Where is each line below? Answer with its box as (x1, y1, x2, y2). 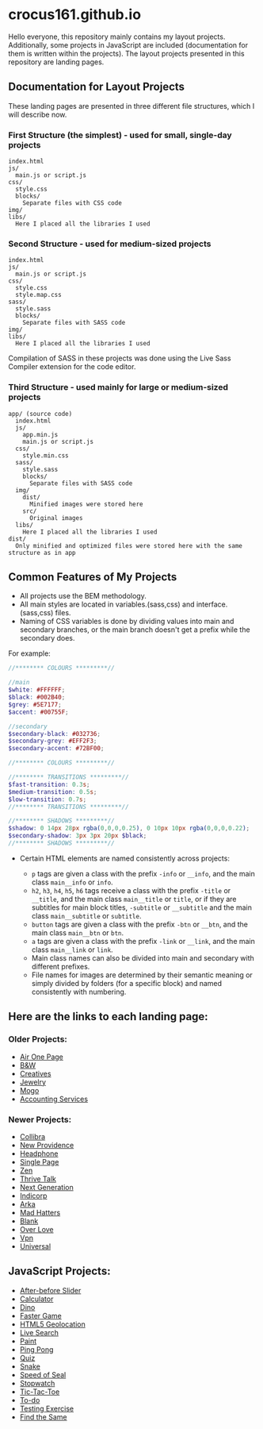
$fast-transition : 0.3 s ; (8, 780, 90, 788)
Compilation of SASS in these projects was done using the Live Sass (8, 353, 231, 363)
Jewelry (19, 1077, 46, 1087)
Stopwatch (19, 1378, 55, 1388)
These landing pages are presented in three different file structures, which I (8, 101, 255, 110)
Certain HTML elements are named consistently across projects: (19, 853, 230, 863)
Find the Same (19, 1412, 67, 1422)
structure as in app (8, 549, 77, 557)
